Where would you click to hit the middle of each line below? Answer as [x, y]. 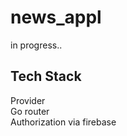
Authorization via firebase [63, 122]
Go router [30, 111]
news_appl [56, 17]
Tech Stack [46, 76]
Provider [28, 100]
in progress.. [36, 45]
